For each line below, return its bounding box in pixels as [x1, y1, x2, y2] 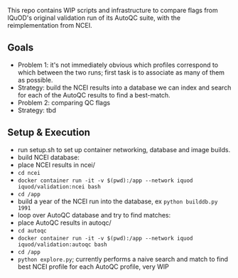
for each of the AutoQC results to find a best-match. [17, 90, 171, 99]
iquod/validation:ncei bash [17, 183, 101, 191]
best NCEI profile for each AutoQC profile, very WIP [17, 262, 169, 271]
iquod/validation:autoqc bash [17, 241, 108, 248]
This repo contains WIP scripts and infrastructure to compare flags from [7, 6, 218, 14]
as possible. [17, 75, 53, 84]
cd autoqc [17, 227, 48, 234]
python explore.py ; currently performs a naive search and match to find [17, 255, 229, 263]
